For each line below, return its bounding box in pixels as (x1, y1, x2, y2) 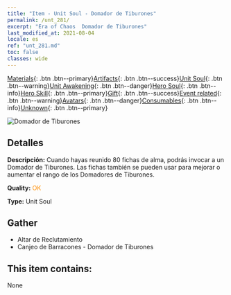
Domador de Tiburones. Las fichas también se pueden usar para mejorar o (7, 163, 221, 171)
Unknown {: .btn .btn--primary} (20, 103, 108, 111)
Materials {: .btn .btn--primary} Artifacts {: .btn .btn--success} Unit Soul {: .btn (7, 74, 223, 82)
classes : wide (7, 55, 49, 62)
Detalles (7, 137, 44, 149)
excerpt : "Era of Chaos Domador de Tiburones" (7, 23, 148, 30)
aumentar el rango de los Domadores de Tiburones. (7, 170, 155, 179)
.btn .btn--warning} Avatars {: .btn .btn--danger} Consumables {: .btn (7, 96, 199, 105)
